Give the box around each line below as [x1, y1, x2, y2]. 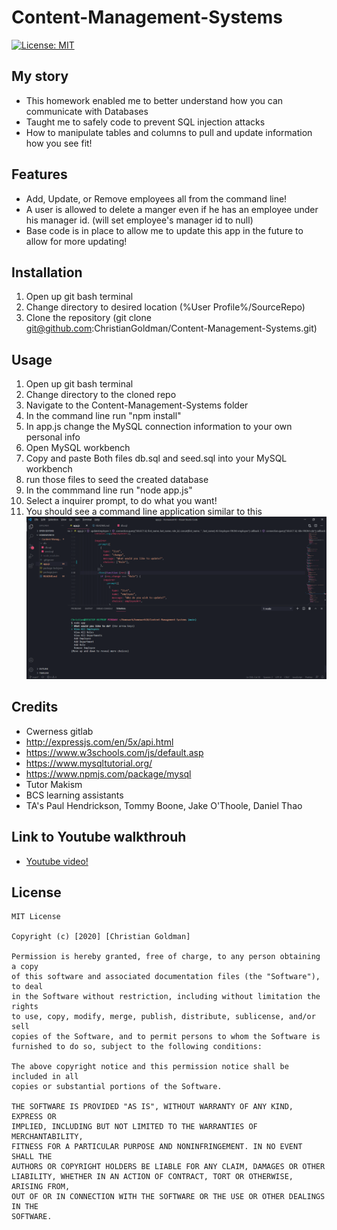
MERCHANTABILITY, [11, 1132, 84, 1142]
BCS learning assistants [25, 789, 124, 801]
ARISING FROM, [11, 1182, 71, 1192]
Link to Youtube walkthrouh [11, 829, 187, 846]
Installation [11, 264, 83, 281]
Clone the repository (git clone [25, 312, 152, 324]
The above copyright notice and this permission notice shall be [11, 1062, 289, 1072]
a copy [11, 962, 39, 972]
